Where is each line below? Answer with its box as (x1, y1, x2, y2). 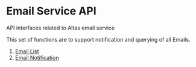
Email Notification (14, 54, 59, 61)
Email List (14, 47, 39, 55)
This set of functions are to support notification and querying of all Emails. (6, 36, 191, 43)
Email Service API (6, 4, 96, 18)
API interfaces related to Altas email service (6, 24, 115, 31)
